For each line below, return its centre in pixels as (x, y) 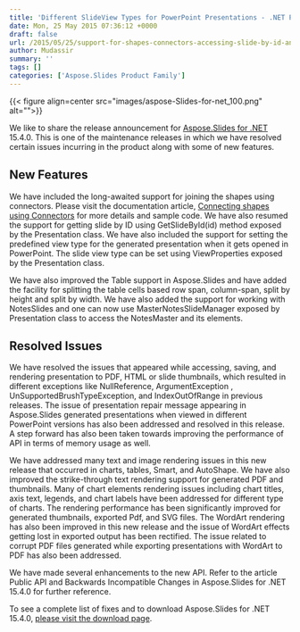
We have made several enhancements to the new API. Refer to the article (143, 573)
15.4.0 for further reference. (60, 592)
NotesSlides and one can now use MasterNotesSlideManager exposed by (145, 308)
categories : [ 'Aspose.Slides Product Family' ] (97, 76)
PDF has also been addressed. (66, 555)
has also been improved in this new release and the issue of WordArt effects (150, 527)
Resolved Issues (56, 346)
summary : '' (31, 59)
